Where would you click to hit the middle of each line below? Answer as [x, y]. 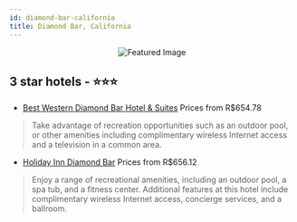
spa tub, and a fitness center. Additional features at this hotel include [160, 189]
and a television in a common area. [96, 145]
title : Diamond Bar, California [70, 26]
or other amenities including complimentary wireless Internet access [159, 135]
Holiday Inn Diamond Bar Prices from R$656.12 [110, 162]
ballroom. [49, 208]
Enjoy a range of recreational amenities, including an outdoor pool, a [159, 180]
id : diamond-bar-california [62, 18]
